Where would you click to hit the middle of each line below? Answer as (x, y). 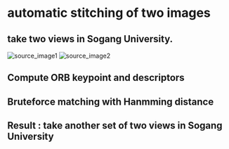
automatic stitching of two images (109, 13)
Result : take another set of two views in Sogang (115, 125)
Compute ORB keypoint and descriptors (96, 78)
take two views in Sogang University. (90, 39)
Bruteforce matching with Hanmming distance (111, 102)
